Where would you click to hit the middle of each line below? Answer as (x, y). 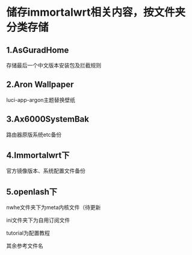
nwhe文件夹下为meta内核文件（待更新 (54, 207)
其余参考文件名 (25, 246)
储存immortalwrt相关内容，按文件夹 (96, 12)
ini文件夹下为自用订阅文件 (38, 220)
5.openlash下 (32, 191)
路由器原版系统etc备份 (34, 134)
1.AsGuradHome (38, 50)
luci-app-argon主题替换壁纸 (41, 99)
